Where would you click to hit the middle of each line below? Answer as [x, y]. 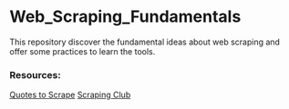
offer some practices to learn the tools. [83, 51]
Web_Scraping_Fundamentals [125, 17]
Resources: [35, 74]
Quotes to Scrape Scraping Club [70, 95]
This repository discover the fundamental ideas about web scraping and [145, 42]
